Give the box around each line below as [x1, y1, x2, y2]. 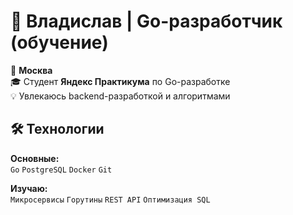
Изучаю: [10, 182, 48, 194]
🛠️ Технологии [10, 121, 105, 138]
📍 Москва [10, 64, 53, 76]
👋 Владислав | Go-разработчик [10, 10, 283, 33]
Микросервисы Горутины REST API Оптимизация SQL [10, 195, 211, 205]
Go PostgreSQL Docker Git [10, 165, 113, 175]
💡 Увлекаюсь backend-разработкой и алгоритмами [10, 90, 231, 102]
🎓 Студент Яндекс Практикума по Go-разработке [10, 75, 231, 87]
